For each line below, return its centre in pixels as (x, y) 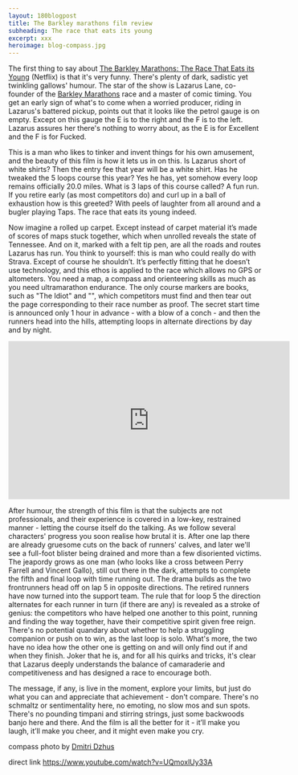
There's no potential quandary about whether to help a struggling (116, 630)
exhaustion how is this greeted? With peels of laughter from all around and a (135, 204)
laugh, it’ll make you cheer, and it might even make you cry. (106, 731)
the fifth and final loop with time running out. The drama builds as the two (130, 579)
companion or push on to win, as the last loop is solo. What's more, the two (133, 638)
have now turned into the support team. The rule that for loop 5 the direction (135, 596)
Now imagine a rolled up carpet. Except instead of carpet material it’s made (133, 228)
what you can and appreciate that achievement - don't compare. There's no (134, 697)
